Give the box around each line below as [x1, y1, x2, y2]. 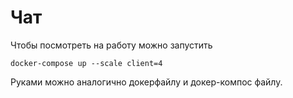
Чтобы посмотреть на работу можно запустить [10, 39, 213, 51]
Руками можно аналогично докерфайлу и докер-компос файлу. [10, 76, 283, 88]
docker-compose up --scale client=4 [10, 58, 163, 68]
